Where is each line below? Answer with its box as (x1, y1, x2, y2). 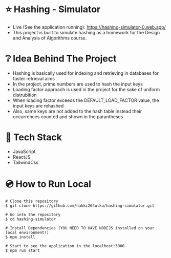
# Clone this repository (5, 199, 58, 204)
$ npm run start (5, 248, 40, 253)
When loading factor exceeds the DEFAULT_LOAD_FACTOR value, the (12, 97, 159, 103)
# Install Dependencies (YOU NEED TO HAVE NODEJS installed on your (5, 225, 155, 230)
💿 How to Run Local (5, 178, 91, 189)
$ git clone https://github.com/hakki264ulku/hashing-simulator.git (5, 203, 155, 208)
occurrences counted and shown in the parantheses (12, 113, 123, 120)
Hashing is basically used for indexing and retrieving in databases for (12, 70, 159, 76)
